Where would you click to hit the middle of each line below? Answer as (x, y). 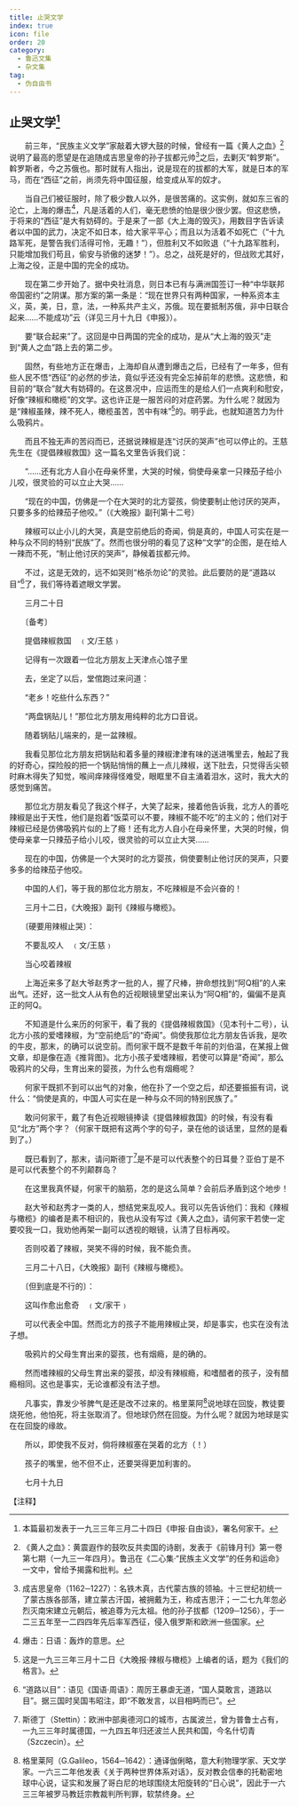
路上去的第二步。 (86, 348)
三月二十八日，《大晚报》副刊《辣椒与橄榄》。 (106, 1267)
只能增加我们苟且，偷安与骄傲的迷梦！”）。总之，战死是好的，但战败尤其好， (149, 254)
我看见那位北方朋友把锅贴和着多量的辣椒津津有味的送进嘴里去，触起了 (153, 754)
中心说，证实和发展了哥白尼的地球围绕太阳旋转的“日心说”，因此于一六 (158, 1783)
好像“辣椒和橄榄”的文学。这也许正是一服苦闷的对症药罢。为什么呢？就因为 (145, 400)
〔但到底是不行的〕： (59, 1286)
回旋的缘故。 (48, 1426)
